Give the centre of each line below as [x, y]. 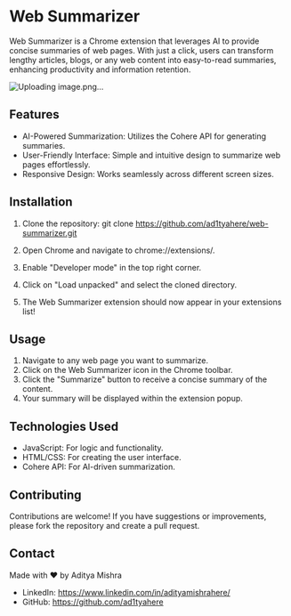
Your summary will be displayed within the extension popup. [132, 399]
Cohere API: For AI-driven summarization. [98, 467]
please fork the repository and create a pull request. [105, 526]
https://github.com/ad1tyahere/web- [202, 223]
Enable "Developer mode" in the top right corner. [112, 267]
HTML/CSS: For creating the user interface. [102, 458]
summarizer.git [49, 232]
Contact [32, 554]
